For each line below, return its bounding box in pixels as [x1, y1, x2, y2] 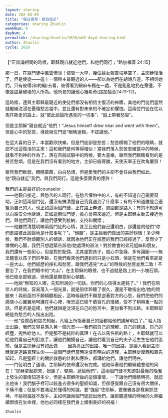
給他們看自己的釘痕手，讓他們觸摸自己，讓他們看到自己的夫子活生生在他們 [5, 336, 158, 342]
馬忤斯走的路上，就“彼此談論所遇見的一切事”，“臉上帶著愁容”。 [5, 111, 136, 118]
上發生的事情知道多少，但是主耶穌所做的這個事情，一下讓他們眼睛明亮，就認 [5, 374, 163, 380]
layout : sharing [5, 7, 39, 13]
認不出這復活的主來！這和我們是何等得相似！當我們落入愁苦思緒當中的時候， [5, 146, 163, 152]
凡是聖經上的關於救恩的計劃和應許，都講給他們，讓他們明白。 [18, 355, 145, 361]
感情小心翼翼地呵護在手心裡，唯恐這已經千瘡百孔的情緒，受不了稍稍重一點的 [5, 299, 163, 305]
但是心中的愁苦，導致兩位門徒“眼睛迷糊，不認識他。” [5, 128, 112, 134]
